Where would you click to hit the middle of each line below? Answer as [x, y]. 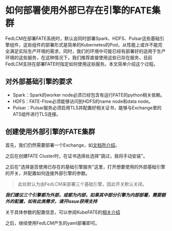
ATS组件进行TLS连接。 [37, 114]
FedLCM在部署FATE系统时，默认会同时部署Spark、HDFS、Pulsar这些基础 [83, 38]
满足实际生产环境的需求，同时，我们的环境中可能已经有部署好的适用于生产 [88, 51]
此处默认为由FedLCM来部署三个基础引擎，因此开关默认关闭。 [82, 184]
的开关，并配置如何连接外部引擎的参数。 [48, 173]
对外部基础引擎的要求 [39, 82]
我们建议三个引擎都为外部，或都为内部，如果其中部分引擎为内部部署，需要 [83, 195]
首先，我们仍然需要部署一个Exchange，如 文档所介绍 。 [62, 145]
